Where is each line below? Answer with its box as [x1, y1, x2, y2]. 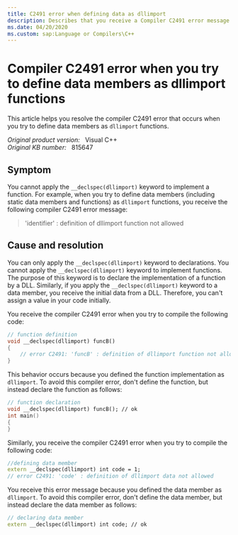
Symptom [7, 164, 52, 176]
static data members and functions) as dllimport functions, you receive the [7, 198, 228, 206]
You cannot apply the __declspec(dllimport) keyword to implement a [7, 182, 210, 191]
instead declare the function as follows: [7, 385, 123, 394]
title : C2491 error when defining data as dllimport [7, 10, 166, 18]
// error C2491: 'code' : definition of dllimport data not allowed [7, 473, 214, 480]
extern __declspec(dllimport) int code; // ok [7, 521, 147, 529]
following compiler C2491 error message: [7, 205, 128, 214]
